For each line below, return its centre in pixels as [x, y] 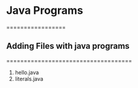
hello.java [27, 72]
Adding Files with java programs [68, 46]
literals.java [29, 78]
